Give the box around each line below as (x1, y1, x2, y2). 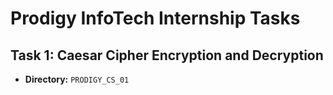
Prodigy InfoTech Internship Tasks (10, 7, 301, 30)
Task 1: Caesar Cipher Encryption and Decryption (10, 47, 324, 64)
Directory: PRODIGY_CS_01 (24, 73, 130, 85)
